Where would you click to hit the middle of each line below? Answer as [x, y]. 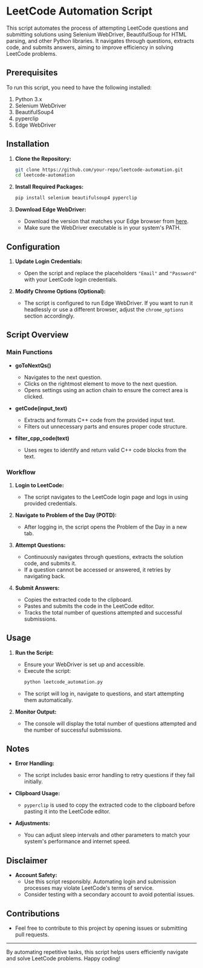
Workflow [21, 472]
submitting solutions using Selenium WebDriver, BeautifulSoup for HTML [97, 34]
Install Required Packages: [49, 187]
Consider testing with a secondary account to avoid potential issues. [109, 895]
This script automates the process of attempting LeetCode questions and [97, 28]
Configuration [33, 247]
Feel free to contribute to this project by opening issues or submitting [101, 928]
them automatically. [49, 700]
